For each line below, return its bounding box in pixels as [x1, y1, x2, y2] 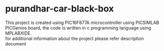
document [5, 40, 26, 46]
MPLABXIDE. [5, 30, 32, 36]
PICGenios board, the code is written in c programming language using [5, 24, 151, 30]
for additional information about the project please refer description [5, 35, 144, 41]
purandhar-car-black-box [5, 3, 114, 14]
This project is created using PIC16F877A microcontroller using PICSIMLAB [5, 19, 159, 25]
